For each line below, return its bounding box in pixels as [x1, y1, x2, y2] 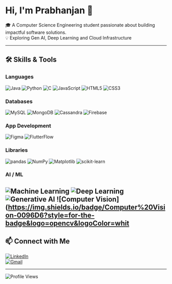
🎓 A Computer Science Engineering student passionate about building [5, 22, 155, 28]
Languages [5, 73, 34, 80]
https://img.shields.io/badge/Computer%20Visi [8, 202, 165, 212]
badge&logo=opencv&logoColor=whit [5, 219, 130, 228]
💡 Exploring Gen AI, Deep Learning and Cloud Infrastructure [5, 34, 132, 40]
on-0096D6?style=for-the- [5, 211, 95, 219]
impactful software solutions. [5, 29, 67, 35]
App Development [5, 122, 51, 129]
